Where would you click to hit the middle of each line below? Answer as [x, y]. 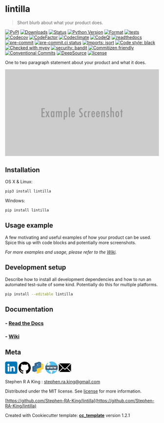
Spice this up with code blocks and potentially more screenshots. [71, 242]
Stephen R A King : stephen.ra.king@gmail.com [53, 381]
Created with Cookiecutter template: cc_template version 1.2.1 [68, 415]
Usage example [29, 226]
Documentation [29, 309]
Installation [22, 170]
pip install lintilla [27, 210]
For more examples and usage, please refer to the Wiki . [61, 252]
